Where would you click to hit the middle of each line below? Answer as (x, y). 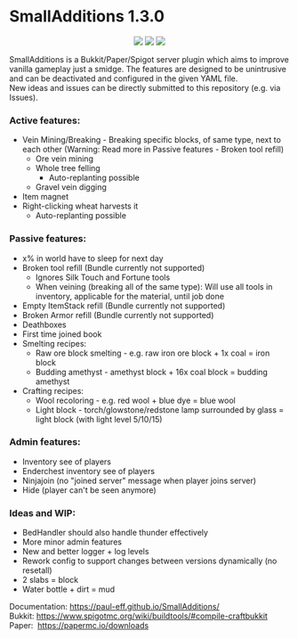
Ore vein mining (64, 159)
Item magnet (45, 197)
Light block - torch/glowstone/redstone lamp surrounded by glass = (160, 410)
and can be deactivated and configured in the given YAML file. (124, 78)
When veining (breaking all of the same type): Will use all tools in (154, 286)
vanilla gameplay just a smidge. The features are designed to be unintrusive (148, 69)
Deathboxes (44, 324)
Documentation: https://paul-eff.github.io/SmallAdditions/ (114, 607)
